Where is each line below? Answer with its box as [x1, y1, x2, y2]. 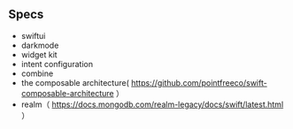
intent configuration [20, 58, 94, 69]
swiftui [20, 30, 46, 41]
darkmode [20, 40, 59, 50]
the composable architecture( [20, 77, 130, 87]
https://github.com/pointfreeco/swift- [130, 77, 267, 87]
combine [20, 68, 54, 79]
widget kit [20, 49, 58, 60]
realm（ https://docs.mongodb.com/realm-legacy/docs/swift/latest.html [20, 99, 284, 110]
